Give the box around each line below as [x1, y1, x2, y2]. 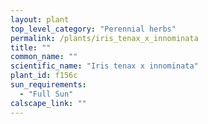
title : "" [10, 42, 52, 53]
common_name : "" [10, 52, 78, 62]
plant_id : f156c [10, 71, 78, 81]
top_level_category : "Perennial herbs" [10, 24, 177, 34]
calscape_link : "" [10, 98, 87, 108]
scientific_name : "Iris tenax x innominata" [10, 61, 199, 71]
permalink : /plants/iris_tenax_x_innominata [10, 33, 199, 43]
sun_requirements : [10, 80, 87, 90]
